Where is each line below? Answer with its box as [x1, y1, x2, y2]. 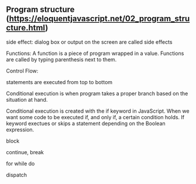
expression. [6, 126, 35, 133]
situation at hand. [6, 96, 48, 103]
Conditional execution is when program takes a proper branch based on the [6, 90, 188, 97]
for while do [6, 160, 35, 167]
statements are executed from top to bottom [6, 78, 113, 85]
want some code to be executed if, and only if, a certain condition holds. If [6, 113, 185, 120]
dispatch [6, 171, 27, 178]
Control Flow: [6, 67, 39, 74]
